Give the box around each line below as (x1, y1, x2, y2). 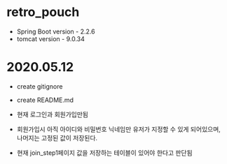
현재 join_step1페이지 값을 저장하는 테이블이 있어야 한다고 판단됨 (16, 148, 193, 157)
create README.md (16, 96, 74, 104)
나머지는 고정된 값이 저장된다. (16, 133, 98, 142)
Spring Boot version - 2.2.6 (16, 27, 95, 36)
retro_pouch (6, 4, 80, 20)
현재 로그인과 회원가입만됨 (16, 110, 89, 119)
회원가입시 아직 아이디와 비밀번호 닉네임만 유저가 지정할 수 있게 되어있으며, (16, 125, 221, 133)
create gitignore (16, 82, 63, 91)
